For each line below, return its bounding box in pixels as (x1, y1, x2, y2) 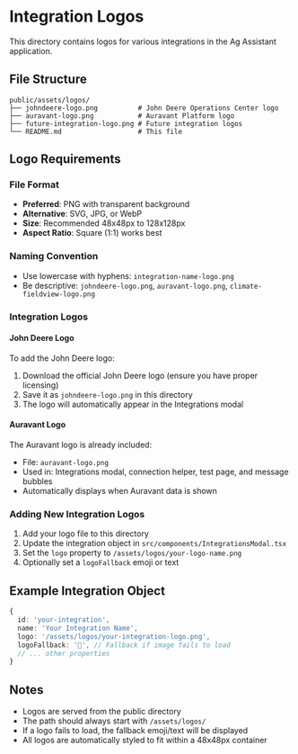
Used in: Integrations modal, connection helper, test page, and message (22, 466, 289, 478)
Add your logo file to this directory (22, 528, 150, 539)
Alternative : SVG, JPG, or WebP (22, 209, 142, 220)
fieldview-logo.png (22, 290, 96, 299)
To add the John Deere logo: (9, 353, 115, 364)
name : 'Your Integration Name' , (17, 624, 139, 633)
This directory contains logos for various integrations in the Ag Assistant (9, 36, 276, 47)
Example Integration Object (9, 583, 166, 598)
